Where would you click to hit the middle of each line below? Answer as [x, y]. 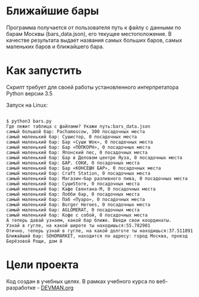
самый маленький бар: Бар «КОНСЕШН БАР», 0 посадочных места [84, 168]
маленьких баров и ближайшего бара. [55, 47]
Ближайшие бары [53, 11]
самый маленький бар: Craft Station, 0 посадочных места [78, 173]
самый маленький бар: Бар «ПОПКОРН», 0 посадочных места [78, 147]
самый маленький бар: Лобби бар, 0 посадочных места [73, 194]
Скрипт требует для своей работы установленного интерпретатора [92, 87]
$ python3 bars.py [29, 121]
